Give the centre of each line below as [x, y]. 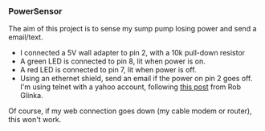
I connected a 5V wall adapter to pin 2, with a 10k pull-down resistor [132, 53]
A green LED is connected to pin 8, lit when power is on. [113, 61]
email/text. [26, 37]
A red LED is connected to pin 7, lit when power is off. [108, 70]
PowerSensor [35, 11]
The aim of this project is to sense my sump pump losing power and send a [132, 29]
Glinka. [31, 96]
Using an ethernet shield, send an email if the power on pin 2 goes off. [136, 79]
